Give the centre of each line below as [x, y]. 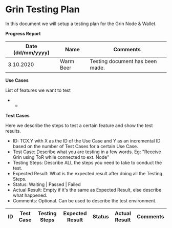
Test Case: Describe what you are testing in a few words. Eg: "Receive [87, 152]
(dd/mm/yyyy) [31, 52]
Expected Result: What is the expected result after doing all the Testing [88, 173]
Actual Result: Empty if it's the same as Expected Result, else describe [87, 190]
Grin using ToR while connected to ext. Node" [61, 157]
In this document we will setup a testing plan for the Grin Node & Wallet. [81, 24]
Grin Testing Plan [43, 9]
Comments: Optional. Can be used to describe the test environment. [84, 200]
